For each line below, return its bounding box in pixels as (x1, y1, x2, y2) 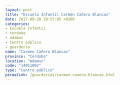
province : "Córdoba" (5, 53, 48, 59)
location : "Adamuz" (5, 58, 46, 63)
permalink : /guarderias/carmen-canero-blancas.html (5, 72, 115, 77)
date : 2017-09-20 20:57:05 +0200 (5, 16, 75, 21)
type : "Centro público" (5, 68, 55, 73)
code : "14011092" (5, 63, 41, 68)
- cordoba (5, 30, 26, 35)
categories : (5, 21, 30, 26)
